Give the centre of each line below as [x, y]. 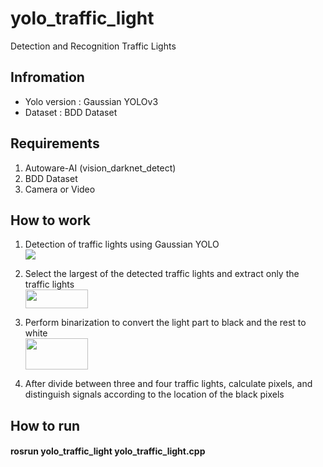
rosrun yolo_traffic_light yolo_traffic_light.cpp [108, 451]
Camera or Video [60, 189]
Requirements [55, 143]
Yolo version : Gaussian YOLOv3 [91, 101]
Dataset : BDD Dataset [71, 112]
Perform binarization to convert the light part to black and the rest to [165, 323]
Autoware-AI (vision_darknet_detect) [100, 168]
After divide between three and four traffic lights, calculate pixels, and [168, 384]
